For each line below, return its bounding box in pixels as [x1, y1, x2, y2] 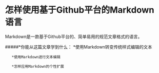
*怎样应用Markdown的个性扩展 [11, 64, 64, 69]
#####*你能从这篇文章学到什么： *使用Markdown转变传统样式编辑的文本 [5, 44, 153, 50]
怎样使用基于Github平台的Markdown [5, 4, 155, 16]
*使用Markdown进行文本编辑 [11, 55, 61, 59]
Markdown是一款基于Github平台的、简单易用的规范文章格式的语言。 [5, 34, 142, 39]
